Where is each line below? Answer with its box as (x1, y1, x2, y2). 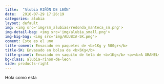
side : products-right (5, 61, 49, 66)
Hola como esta (5, 75, 37, 81)
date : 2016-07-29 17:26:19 (5, 12, 64, 17)
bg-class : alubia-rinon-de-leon (5, 57, 71, 62)
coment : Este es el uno (5, 39, 54, 44)
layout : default (5, 20, 38, 26)
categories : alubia (5, 16, 45, 21)
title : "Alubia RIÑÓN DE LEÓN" (5, 7, 71, 12)
